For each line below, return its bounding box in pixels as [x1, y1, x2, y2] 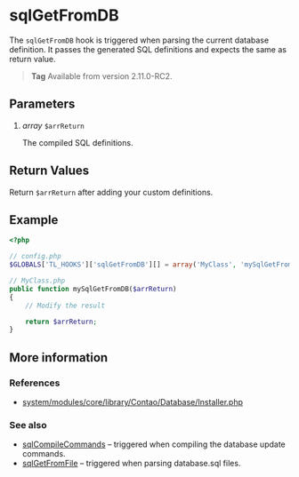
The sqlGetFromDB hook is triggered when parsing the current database [9, 35, 270, 45]
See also [9, 418, 47, 431]
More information [9, 350, 109, 365]
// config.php [9, 252, 62, 261]
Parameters [9, 97, 76, 112]
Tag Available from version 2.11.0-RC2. [30, 70, 173, 81]
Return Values [9, 163, 90, 179]
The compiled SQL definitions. [21, 137, 133, 147]
